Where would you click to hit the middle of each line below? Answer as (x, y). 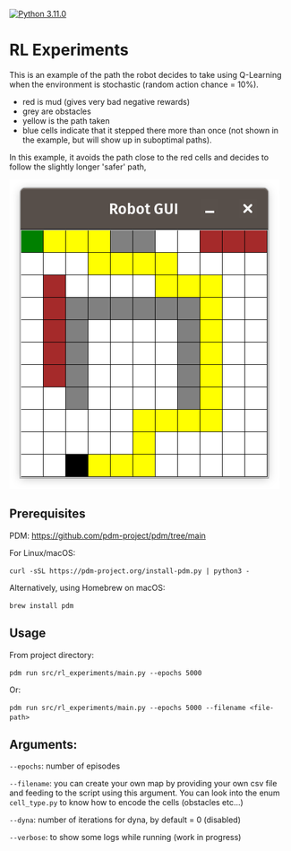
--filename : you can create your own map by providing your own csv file (143, 784)
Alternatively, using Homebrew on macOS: (87, 587)
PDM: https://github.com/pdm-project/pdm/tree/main (107, 535)
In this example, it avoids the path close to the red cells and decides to (139, 157)
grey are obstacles (56, 111)
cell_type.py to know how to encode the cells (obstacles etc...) (126, 803)
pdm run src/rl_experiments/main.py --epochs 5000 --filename (128, 708)
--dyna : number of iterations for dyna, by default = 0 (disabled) (125, 820)
